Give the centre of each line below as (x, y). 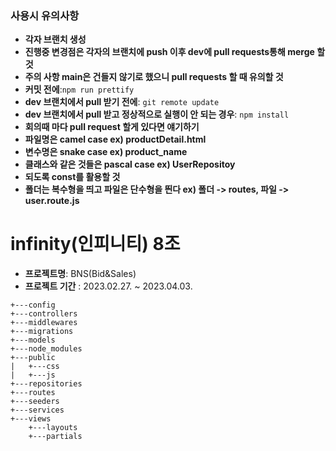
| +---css (35, 367)
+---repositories (46, 384)
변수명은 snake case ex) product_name (106, 152)
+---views (31, 419)
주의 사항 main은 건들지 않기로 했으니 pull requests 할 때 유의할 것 (154, 77)
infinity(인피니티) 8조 (95, 244)
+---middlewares (44, 323)
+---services (37, 410)
